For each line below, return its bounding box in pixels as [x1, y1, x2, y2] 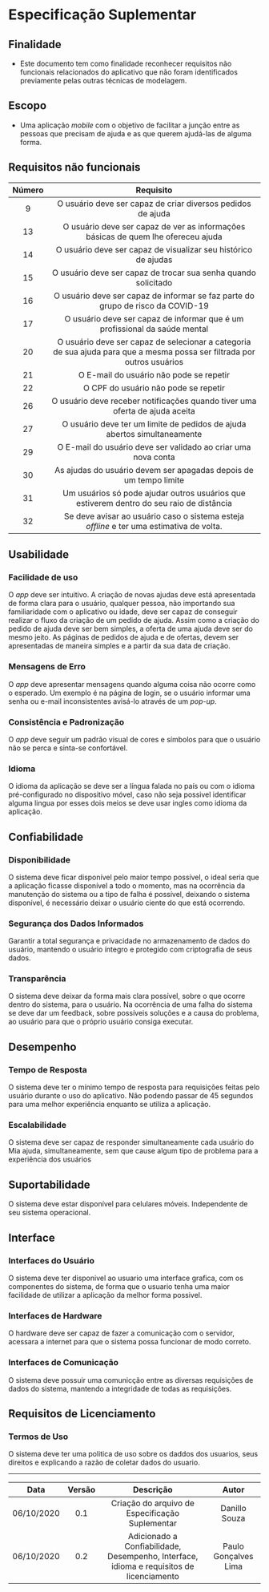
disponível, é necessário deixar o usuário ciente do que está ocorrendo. [8, 898, 246, 907]
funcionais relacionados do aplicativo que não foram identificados [19, 67, 239, 77]
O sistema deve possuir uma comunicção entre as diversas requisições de [8, 1375, 254, 1384]
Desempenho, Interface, [107, 1551, 199, 1562]
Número [12, 184, 44, 196]
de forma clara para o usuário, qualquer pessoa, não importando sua [8, 599, 235, 608]
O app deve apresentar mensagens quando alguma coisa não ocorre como [8, 679, 256, 689]
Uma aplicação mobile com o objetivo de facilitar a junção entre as [19, 120, 240, 130]
